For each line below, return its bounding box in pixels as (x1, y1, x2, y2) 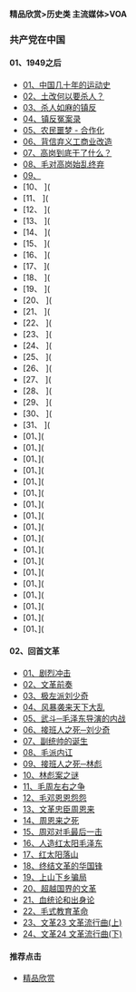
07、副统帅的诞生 (22, 735, 89, 746)
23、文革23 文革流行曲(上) (22, 917, 122, 928)
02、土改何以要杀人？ (22, 91, 105, 102)
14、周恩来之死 (22, 814, 80, 825)
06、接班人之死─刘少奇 (22, 724, 111, 734)
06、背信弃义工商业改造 (22, 136, 113, 147)
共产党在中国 (9, 33, 66, 45)
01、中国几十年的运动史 (22, 79, 112, 90)
